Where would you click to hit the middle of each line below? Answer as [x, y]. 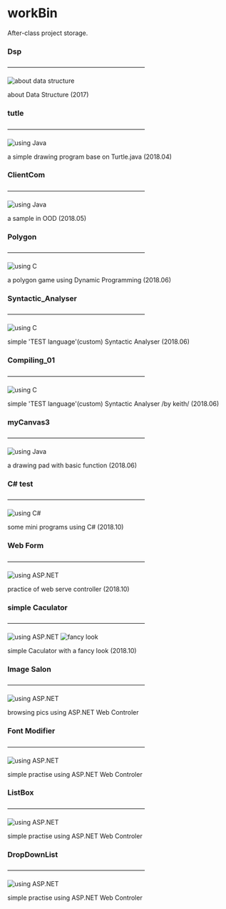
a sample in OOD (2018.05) [47, 218]
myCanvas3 [29, 422]
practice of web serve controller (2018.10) [68, 589]
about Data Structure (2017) [48, 95]
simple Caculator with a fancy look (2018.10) [72, 650]
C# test [20, 484]
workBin [33, 13]
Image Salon [29, 669]
